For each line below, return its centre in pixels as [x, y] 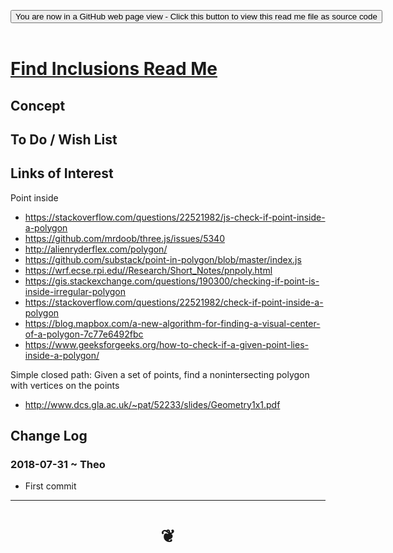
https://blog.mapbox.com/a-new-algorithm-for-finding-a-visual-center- [172, 323]
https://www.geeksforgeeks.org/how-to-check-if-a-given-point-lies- [166, 344]
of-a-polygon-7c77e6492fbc [84, 334]
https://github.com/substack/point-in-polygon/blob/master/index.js [163, 259]
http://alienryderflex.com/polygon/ [96, 249]
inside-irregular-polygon [75, 291]
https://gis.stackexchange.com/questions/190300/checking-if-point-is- [172, 281]
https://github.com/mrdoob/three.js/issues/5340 [124, 238]
